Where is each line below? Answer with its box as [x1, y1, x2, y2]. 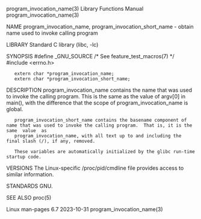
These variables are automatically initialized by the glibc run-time [14, 149, 196, 155]
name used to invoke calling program [6, 29, 98, 37]
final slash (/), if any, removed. [6, 138, 96, 144]
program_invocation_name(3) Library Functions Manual [6, 5, 144, 12]
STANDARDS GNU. [6, 182, 53, 190]
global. [6, 106, 23, 113]
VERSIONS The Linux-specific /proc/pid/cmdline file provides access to [6, 164, 184, 172]
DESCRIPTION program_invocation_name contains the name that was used [6, 86, 193, 94]
